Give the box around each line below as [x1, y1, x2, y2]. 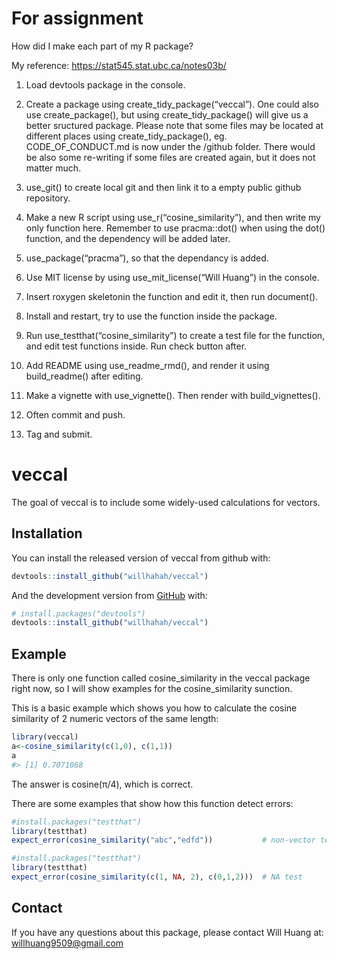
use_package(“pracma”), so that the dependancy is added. [25, 252, 269, 264]
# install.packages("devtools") [11, 608, 146, 619]
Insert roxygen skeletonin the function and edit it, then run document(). [25, 290, 319, 302]
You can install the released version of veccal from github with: [11, 552, 271, 564]
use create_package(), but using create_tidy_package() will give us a [25, 108, 309, 121]
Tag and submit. [25, 428, 93, 440]
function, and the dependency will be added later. [25, 232, 231, 244]
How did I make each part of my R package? [11, 40, 194, 52]
